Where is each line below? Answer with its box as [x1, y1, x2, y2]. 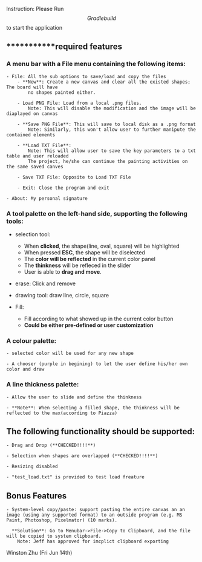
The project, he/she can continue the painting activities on [28, 158, 188, 164]
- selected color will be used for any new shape [6, 351, 134, 357]
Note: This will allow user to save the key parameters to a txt [28, 148, 197, 154]
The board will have [6, 84, 59, 90]
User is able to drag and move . [24, 268, 102, 275]
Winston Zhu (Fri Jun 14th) [6, 549, 73, 557]
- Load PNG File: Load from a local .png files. [17, 100, 142, 106]
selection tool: [15, 230, 51, 238]
